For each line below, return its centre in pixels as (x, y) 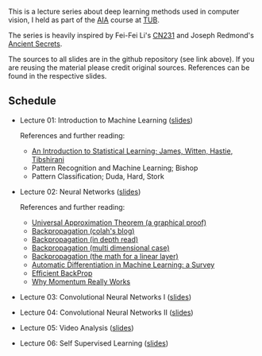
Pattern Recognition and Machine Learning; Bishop (115, 168)
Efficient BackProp (62, 273)
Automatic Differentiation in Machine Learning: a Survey (123, 265)
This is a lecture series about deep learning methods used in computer (124, 12)
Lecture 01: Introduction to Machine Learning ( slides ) (106, 120)
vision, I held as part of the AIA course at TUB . (84, 20)
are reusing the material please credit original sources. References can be (129, 68)
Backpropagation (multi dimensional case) (100, 248)
